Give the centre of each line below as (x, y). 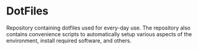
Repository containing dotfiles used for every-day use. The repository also (98, 28)
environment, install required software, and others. (69, 40)
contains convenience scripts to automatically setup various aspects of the (99, 34)
